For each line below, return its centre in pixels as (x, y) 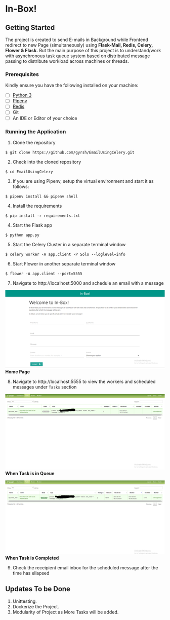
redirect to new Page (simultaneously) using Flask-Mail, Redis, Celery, (79, 45)
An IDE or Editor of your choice (45, 118)
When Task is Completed (32, 558)
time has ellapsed (31, 573)
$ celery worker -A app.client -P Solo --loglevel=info (65, 254)
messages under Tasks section (45, 387)
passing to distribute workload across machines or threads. (67, 61)
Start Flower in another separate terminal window (64, 263)
